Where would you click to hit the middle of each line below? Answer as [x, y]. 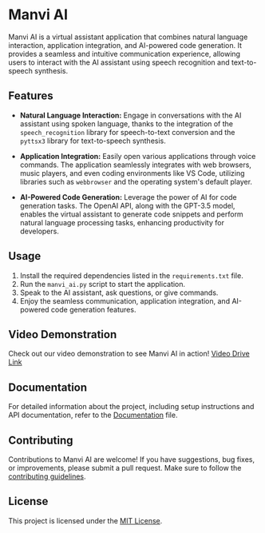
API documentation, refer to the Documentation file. [93, 415]
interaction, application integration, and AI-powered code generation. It [125, 45]
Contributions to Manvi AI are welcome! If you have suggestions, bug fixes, [132, 459]
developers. [40, 231]
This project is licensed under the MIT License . [85, 520]
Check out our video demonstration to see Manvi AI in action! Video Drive [129, 354]
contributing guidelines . [47, 476]
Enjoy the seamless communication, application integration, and [125, 300]
